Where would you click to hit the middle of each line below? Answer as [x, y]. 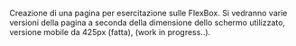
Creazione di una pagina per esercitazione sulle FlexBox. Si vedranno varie [148, 13]
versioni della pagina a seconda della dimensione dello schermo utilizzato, [148, 23]
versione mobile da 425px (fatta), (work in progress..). [110, 32]
